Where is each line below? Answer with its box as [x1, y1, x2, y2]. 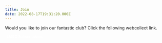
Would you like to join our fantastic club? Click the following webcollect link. [5, 25, 158, 30]
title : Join [5, 7, 29, 12]
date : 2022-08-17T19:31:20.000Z [5, 12, 71, 16]
